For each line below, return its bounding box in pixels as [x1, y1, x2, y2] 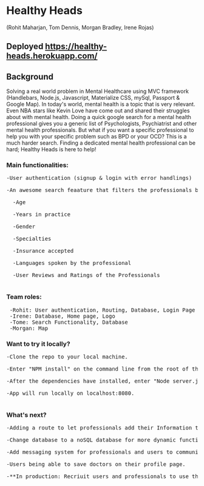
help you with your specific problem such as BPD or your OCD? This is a [6, 133, 187, 140]
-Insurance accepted [12, 247, 74, 255]
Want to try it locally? [6, 340, 71, 348]
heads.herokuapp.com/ [6, 51, 98, 61]
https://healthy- [45, 41, 107, 52]
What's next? [6, 411, 47, 419]
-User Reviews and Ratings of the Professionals [12, 272, 160, 279]
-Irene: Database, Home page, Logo [9, 312, 115, 320]
